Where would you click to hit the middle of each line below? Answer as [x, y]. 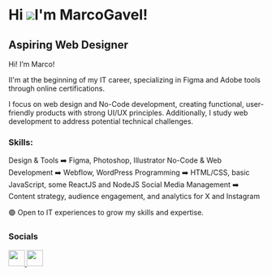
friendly [22, 113]
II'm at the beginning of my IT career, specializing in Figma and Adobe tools [135, 80]
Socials [23, 236]
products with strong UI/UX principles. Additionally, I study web [142, 113]
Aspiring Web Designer [68, 45]
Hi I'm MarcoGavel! [78, 15]
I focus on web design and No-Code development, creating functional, [127, 104]
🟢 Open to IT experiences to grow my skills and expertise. [106, 213]
